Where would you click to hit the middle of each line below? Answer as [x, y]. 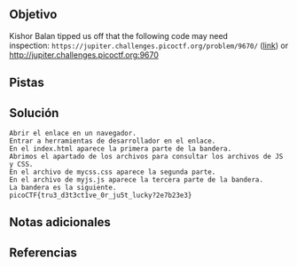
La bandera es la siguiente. [63, 188]
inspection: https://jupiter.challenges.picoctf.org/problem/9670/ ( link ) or [149, 45]
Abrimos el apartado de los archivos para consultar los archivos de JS [146, 157]
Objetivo [33, 15]
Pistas [27, 83]
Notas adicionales [60, 222]
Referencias [43, 252]
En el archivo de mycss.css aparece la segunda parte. [113, 172]
